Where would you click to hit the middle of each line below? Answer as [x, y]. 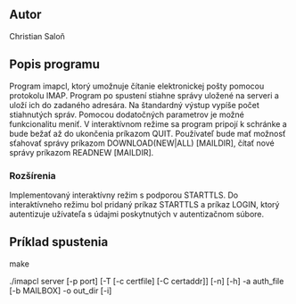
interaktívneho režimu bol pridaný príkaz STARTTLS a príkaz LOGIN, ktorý [144, 204]
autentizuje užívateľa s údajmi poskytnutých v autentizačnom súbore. [137, 214]
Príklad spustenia [59, 242]
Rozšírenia [33, 175]
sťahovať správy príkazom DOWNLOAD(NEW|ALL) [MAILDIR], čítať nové [142, 143]
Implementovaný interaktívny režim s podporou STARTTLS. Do [124, 195]
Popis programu [55, 65]
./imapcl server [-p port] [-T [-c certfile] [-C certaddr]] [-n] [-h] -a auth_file [147, 281]
